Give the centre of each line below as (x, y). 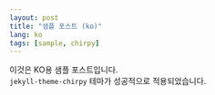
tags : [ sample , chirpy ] (55, 43)
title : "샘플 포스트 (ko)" (56, 26)
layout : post (34, 18)
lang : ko (26, 34)
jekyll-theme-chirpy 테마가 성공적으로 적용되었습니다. (108, 81)
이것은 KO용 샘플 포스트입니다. (64, 70)
